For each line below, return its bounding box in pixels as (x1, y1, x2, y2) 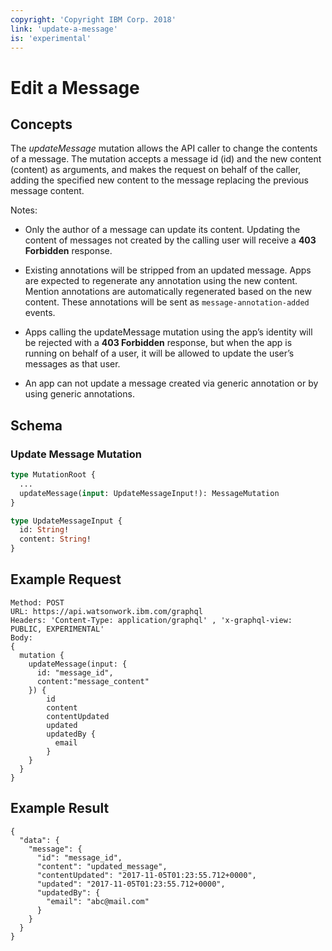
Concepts (10, 116, 73, 133)
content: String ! (19, 534, 92, 545)
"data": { (19, 835, 60, 845)
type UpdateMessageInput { (10, 516, 123, 526)
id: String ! (19, 525, 70, 535)
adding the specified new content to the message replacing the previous (10, 174, 310, 186)
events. (24, 307, 56, 319)
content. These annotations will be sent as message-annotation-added (24, 296, 310, 308)
